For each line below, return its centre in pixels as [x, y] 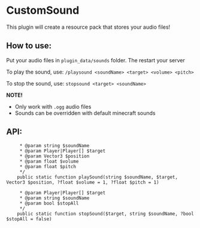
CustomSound [43, 10]
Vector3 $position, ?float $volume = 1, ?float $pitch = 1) [83, 182]
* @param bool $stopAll [49, 203]
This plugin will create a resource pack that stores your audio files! [88, 27]
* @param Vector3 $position [54, 156]
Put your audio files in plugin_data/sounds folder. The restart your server [96, 60]
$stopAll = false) [29, 219]
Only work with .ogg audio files [53, 107]
